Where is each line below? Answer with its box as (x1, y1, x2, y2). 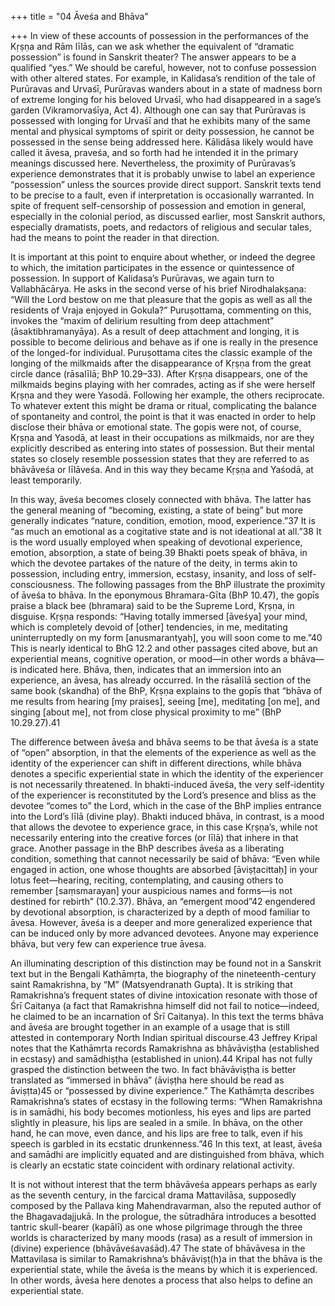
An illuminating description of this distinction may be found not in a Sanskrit (10, 957, 322, 969)
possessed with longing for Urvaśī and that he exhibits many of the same (10, 115, 311, 126)
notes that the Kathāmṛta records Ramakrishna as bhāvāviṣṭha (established (10, 1042, 320, 1054)
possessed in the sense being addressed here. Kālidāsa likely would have (10, 136, 314, 148)
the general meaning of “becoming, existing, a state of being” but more (10, 504, 303, 516)
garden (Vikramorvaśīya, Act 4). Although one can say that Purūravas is (10, 104, 307, 116)
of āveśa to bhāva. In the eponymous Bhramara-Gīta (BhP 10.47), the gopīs (10, 589, 320, 601)
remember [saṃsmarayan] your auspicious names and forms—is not (10, 885, 293, 896)
